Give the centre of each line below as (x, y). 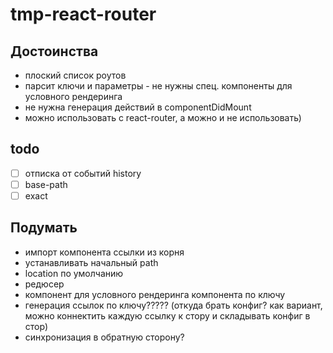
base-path (46, 184)
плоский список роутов (75, 75)
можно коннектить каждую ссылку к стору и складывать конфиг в (167, 315)
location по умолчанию (74, 273)
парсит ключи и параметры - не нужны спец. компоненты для (158, 86)
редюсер (44, 284)
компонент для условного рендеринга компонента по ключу (155, 294)
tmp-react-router (83, 14)
